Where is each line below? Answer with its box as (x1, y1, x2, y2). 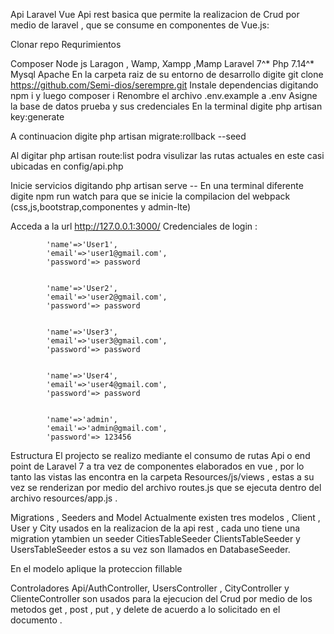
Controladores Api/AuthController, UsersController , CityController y (10, 582, 290, 594)
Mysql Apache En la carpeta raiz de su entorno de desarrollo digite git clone (10, 69, 324, 80)
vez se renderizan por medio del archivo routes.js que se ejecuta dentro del (10, 482, 322, 493)
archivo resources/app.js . (10, 492, 118, 504)
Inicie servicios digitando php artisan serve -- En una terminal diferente (10, 180, 304, 191)
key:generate (10, 111, 65, 123)
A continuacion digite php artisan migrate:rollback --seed (10, 130, 247, 142)
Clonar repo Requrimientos (10, 39, 122, 50)
